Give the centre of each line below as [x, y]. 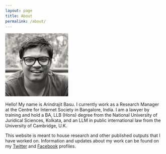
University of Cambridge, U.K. [36, 126]
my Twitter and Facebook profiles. [41, 146]
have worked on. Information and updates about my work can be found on [82, 141]
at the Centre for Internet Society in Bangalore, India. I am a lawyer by [77, 110]
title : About [19, 16]
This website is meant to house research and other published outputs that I [83, 135]
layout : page [19, 11]
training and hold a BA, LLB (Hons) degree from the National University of [81, 115]
